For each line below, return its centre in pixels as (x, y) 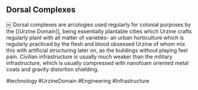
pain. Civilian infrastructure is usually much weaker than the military (89, 57)
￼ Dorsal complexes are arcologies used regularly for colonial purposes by (99, 24)
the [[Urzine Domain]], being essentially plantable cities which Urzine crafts (99, 31)
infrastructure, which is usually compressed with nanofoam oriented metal (98, 63)
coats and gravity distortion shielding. (52, 69)
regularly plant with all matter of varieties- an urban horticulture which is (95, 38)
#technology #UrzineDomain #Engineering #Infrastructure (78, 80)
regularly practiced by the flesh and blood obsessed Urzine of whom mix (96, 44)
